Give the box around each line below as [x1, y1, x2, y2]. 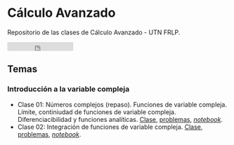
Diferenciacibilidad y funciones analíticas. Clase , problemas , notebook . [17, 115, 223, 123]
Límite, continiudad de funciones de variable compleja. [17, 107, 176, 116]
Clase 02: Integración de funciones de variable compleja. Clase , [17, 123, 203, 131]
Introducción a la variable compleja [7, 84, 130, 94]
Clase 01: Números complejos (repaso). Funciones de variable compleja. [17, 100, 227, 109]
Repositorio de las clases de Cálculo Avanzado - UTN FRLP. [7, 28, 181, 36]
